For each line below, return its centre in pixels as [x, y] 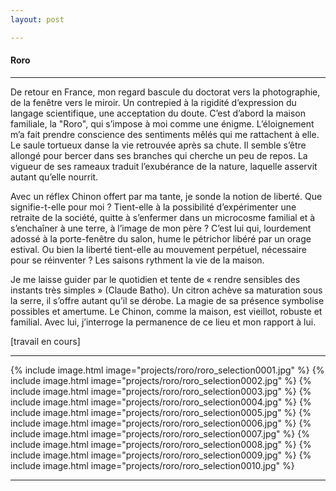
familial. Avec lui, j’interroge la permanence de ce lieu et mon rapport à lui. [163, 322]
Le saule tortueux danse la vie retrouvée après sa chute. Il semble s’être [158, 145]
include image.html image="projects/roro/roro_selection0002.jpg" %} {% [161, 380]
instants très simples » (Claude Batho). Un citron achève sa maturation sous [166, 290]
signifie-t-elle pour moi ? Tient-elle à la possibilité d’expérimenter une [153, 207]
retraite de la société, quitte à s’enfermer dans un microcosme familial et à [163, 217]
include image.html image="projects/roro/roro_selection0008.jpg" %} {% [161, 444]
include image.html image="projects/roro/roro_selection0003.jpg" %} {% [161, 391]
